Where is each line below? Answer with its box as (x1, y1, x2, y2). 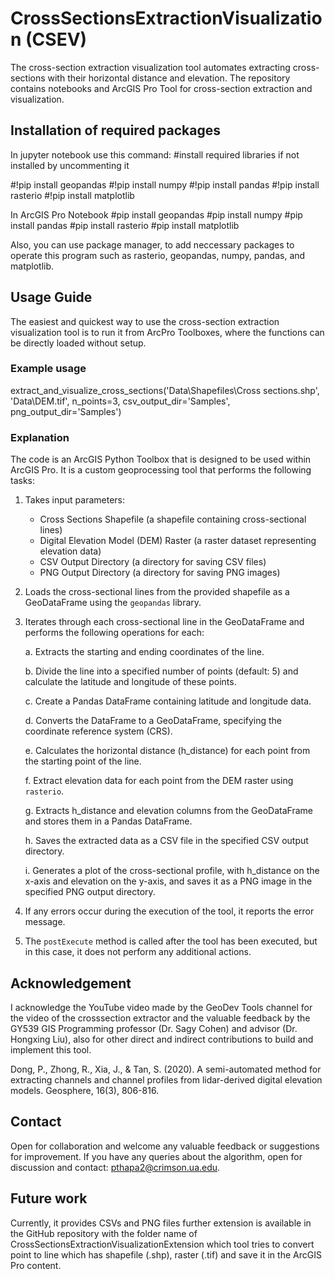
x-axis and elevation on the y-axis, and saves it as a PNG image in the (24, 875, 313, 887)
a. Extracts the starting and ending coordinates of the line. (24, 646, 265, 658)
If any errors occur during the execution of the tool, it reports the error (24, 905, 315, 917)
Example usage (10, 362, 87, 376)
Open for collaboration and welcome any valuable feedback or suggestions (10, 1140, 320, 1152)
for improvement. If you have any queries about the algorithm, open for (10, 1150, 303, 1162)
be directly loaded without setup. (10, 337, 147, 349)
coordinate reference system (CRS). (24, 725, 173, 737)
